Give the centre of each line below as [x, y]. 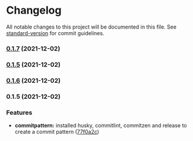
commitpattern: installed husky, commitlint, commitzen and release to [101, 125]
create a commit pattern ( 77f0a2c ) [57, 131]
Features [19, 112]
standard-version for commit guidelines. [55, 33]
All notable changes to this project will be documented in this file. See [91, 27]
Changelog [34, 10]
